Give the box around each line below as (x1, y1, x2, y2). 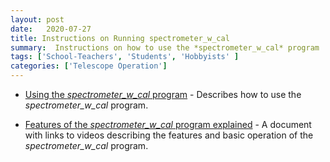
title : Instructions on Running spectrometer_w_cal (10, 33, 230, 43)
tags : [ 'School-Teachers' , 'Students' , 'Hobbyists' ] (10, 52, 240, 62)
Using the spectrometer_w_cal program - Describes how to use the (24, 89, 302, 100)
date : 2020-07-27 (10, 24, 92, 34)
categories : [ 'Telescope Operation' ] (10, 61, 168, 71)
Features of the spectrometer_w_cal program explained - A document (24, 119, 312, 130)
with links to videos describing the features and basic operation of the (24, 129, 314, 141)
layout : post (10, 14, 65, 25)
